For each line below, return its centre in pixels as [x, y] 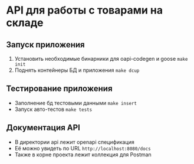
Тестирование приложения [60, 89]
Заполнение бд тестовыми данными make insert [76, 103]
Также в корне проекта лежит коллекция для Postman [83, 155]
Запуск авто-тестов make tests [53, 109]
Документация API [43, 128]
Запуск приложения [45, 45]
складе [25, 23]
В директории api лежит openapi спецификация [74, 142]
